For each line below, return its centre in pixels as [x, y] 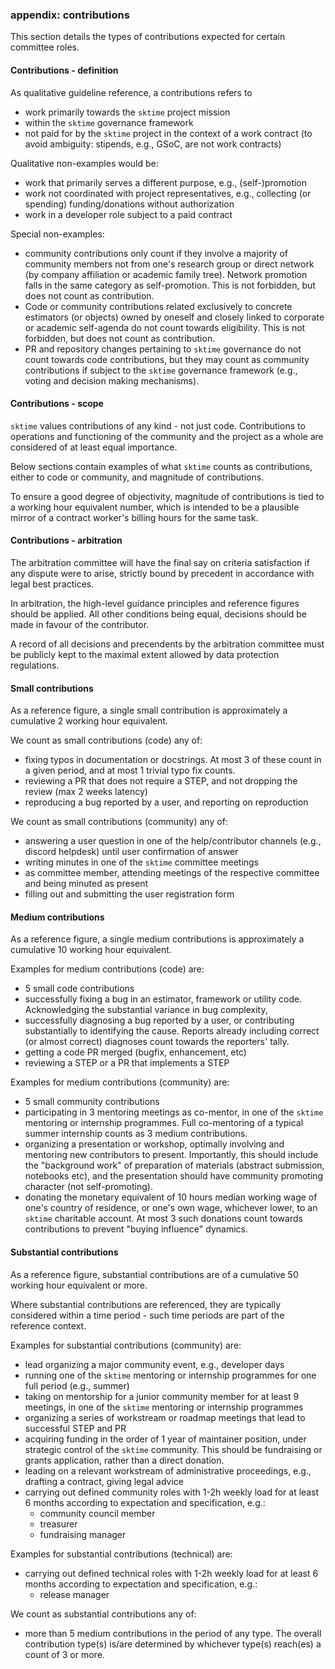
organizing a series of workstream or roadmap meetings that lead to [165, 1417]
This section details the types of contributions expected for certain [148, 37]
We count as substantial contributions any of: [103, 1614]
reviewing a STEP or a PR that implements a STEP [127, 1063]
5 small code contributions [79, 989]
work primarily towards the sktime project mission [127, 112]
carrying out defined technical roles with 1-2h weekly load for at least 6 [171, 1573]
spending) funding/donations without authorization [129, 204]
